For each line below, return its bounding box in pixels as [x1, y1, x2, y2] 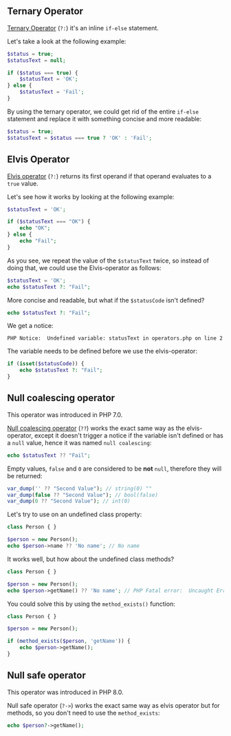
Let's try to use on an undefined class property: [7, 510, 142, 519]
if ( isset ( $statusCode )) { [7, 360, 85, 367]
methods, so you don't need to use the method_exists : [7, 708, 160, 717]
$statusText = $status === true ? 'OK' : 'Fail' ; [7, 134, 153, 141]
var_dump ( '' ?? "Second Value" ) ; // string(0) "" [7, 485, 153, 492]
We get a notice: [7, 322, 54, 330]
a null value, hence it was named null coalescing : [7, 438, 152, 447]
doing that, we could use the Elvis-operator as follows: [7, 263, 162, 272]
